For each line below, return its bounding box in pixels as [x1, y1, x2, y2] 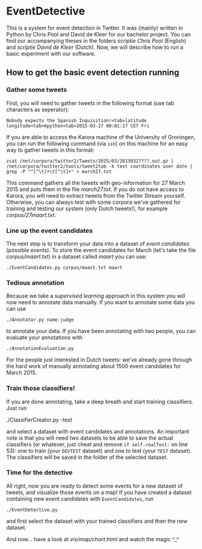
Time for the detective [6, 469, 73, 477]
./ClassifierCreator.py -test [6, 416, 72, 423]
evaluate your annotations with [6, 334, 83, 341]
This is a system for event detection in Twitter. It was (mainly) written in [6, 24, 183, 31]
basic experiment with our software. [6, 50, 96, 57]
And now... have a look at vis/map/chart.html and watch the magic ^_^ [6, 535, 179, 542]
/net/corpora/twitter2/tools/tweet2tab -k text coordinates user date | [6, 163, 193, 169]
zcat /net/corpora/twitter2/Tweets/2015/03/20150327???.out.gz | [6, 158, 174, 164]
